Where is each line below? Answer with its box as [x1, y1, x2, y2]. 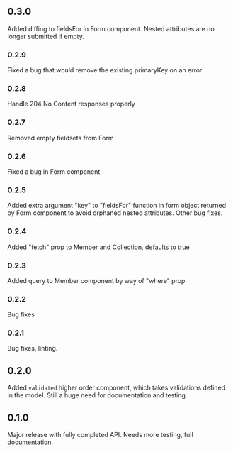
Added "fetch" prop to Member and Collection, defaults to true [7, 243, 190, 251]
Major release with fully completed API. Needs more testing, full [7, 431, 193, 439]
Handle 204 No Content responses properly [7, 99, 136, 109]
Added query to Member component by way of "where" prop [7, 276, 186, 285]
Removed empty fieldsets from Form [7, 133, 114, 142]
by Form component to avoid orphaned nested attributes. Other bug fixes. [7, 209, 223, 217]
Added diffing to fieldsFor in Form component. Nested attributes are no [7, 24, 215, 33]
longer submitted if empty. [7, 32, 85, 40]
